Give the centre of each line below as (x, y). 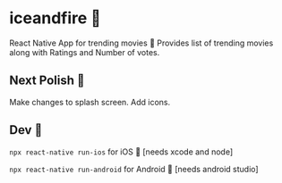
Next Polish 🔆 (47, 81)
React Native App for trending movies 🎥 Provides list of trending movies (141, 43)
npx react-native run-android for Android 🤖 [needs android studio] (134, 169)
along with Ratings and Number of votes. (85, 52)
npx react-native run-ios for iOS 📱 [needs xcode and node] (121, 152)
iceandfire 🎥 (55, 18)
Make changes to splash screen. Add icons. (90, 102)
